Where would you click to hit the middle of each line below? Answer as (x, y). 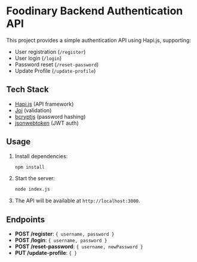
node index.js (32, 189)
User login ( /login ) (38, 58)
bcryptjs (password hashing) (50, 116)
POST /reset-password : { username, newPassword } (79, 246)
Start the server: (35, 178)
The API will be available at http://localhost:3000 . (77, 201)
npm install (30, 167)
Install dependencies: (41, 156)
